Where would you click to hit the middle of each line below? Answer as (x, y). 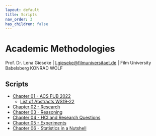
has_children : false (27, 24)
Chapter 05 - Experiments (40, 123)
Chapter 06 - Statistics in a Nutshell (49, 128)
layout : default (22, 10)
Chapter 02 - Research (36, 107)
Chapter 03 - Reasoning (37, 112)
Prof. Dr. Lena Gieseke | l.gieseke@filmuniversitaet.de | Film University (78, 63)
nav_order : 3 (19, 19)
